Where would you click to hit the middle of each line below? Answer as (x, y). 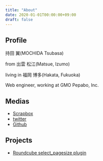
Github (20, 124)
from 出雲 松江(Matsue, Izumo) (38, 64)
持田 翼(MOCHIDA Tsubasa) (34, 53)
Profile (16, 40)
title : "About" (21, 10)
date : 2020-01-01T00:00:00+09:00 (41, 15)
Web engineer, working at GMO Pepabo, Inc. (52, 85)
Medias (17, 101)
